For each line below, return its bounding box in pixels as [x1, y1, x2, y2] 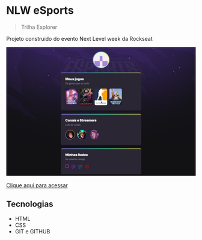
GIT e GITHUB [14, 227, 50, 235]
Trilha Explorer [20, 23, 58, 31]
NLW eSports [6, 4, 74, 17]
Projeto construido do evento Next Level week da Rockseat [6, 35, 153, 42]
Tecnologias [6, 199, 54, 209]
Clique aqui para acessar [6, 181, 68, 189]
